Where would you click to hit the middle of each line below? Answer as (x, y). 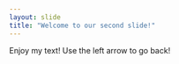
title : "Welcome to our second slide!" (82, 25)
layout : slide (35, 17)
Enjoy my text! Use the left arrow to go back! (90, 50)
